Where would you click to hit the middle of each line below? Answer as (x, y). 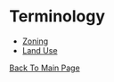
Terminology (57, 16)
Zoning (35, 41)
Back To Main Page (45, 68)
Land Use (40, 50)
